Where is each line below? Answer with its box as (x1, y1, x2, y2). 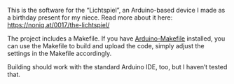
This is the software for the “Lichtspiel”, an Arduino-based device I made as (7, 6, 226, 14)
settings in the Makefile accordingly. (7, 49, 112, 57)
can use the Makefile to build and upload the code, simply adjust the (7, 42, 205, 50)
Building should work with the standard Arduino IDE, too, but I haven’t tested (7, 63, 228, 71)
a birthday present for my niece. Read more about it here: (7, 13, 173, 22)
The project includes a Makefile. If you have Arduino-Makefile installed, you (7, 34, 226, 43)
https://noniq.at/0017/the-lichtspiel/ (7, 21, 110, 29)
